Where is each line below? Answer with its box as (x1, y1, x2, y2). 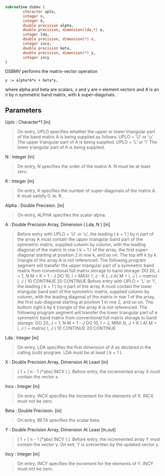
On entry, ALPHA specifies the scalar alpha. (17, 212, 106, 218)
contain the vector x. (17, 374, 60, 380)
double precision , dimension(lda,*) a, (23, 28, 105, 32)
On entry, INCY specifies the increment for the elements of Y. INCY (17, 461, 154, 467)
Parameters (5, 106, 42, 114)
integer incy (23, 55, 50, 60)
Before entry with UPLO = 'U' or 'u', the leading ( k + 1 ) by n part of (17, 231, 154, 237)
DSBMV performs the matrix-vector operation (5, 68, 98, 74)
